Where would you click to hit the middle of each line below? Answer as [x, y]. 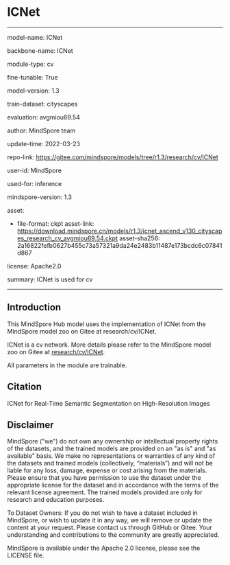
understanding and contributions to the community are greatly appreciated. [113, 535]
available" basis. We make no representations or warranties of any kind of [111, 456]
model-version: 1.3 [33, 91]
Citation [25, 387]
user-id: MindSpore [34, 170]
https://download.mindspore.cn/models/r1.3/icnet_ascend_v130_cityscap [119, 231]
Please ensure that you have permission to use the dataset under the [104, 478]
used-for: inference [35, 183]
